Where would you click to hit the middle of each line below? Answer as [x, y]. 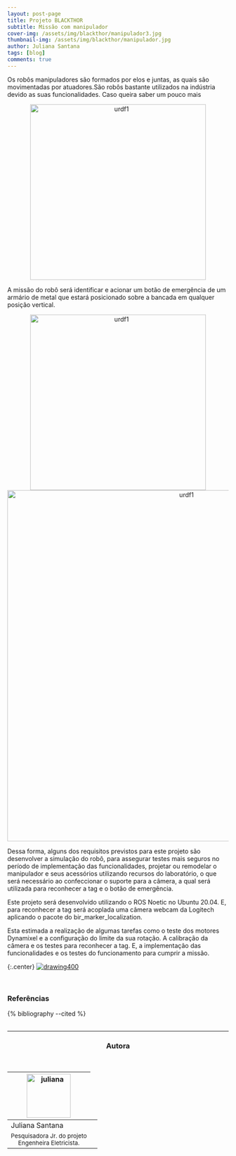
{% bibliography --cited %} [47, 1014]
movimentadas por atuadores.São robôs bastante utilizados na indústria [111, 87]
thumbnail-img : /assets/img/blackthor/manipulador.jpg [89, 40]
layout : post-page [34, 14]
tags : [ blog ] [26, 53]
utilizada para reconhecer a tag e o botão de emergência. [90, 888]
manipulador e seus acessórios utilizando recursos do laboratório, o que [112, 873]
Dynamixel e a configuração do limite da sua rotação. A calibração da [108, 938]
